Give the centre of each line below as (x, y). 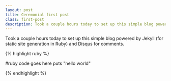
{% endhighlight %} (26, 73)
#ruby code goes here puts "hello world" (48, 63)
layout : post (19, 10)
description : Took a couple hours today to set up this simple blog (79, 24)
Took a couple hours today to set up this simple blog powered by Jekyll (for (84, 38)
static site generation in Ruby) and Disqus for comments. (65, 44)
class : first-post (25, 19)
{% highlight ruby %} (27, 54)
